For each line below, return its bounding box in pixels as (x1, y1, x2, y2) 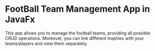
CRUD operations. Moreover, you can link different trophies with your (5, 35, 144, 41)
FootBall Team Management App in (5, 3, 150, 15)
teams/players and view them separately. (5, 40, 88, 46)
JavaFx (5, 14, 35, 25)
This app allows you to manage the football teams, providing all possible (5, 30, 151, 36)
